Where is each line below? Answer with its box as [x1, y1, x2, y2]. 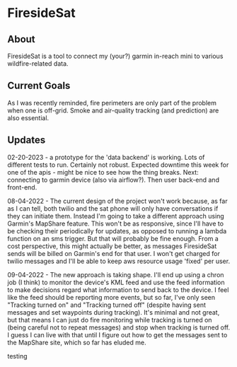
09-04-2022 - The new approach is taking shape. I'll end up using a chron [7, 270, 224, 279]
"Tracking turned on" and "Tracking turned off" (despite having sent [7, 301, 207, 309]
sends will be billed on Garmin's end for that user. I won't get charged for [7, 249, 221, 257]
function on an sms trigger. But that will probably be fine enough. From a [7, 234, 219, 243]
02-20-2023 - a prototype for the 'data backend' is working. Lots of [7, 153, 205, 161]
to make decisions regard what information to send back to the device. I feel [7, 285, 229, 294]
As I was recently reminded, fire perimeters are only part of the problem [7, 98, 217, 107]
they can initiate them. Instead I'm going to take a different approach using [7, 211, 224, 220]
